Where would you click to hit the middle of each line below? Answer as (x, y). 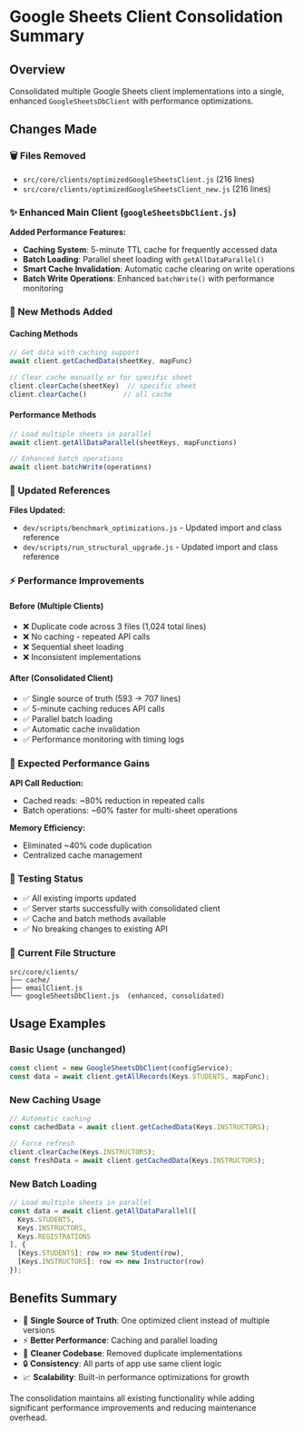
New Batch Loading (53, 1184)
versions (39, 1330)
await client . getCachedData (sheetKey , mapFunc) (101, 360)
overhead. (29, 1417)
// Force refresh (42, 1144)
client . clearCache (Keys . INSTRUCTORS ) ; (83, 1152)
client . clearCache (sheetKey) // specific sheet (103, 386)
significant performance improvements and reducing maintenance (133, 1407)
